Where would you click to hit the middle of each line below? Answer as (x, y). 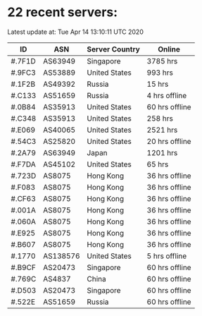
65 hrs (158, 164)
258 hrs (160, 119)
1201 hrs (162, 152)
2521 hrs (162, 130)
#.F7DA (24, 164)
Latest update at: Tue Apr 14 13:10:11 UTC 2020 (76, 32)
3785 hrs (162, 61)
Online (169, 49)
